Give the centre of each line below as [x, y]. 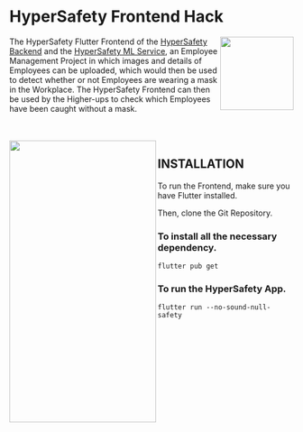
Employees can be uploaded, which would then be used [114, 70]
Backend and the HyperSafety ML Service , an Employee [114, 51]
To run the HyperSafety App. [222, 289]
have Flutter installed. [197, 195]
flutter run [180, 308]
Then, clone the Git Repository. [215, 213]
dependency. [187, 247]
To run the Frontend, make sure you [224, 186]
